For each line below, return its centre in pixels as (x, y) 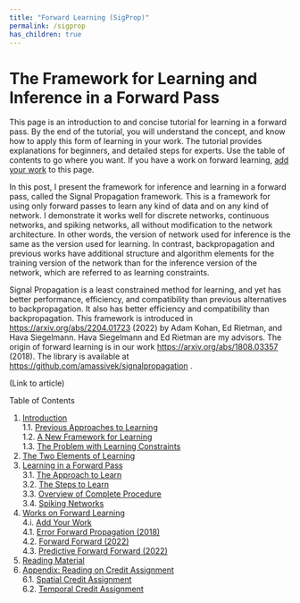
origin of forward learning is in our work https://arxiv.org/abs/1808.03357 (144, 347)
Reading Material (53, 561)
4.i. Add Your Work (57, 522)
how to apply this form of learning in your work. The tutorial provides (136, 141)
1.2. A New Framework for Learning (87, 437)
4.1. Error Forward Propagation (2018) (91, 532)
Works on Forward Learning (73, 513)
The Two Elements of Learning (79, 456)
